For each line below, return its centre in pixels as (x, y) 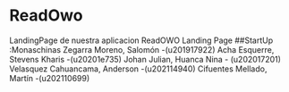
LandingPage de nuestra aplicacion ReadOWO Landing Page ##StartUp (141, 40)
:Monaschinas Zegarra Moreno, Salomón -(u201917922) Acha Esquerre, (142, 49)
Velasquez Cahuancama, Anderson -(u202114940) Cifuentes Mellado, (138, 69)
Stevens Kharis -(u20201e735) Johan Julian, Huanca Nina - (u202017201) (145, 59)
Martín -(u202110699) (50, 78)
